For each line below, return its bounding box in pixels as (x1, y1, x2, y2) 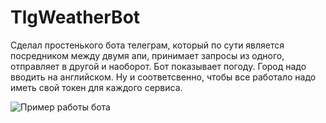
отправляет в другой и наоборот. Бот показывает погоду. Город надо (10, 60, 307, 72)
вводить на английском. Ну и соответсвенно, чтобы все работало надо (10, 71, 317, 83)
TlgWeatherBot (10, 6, 141, 29)
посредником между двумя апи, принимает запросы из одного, (10, 49, 285, 61)
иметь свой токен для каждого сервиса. (10, 81, 183, 93)
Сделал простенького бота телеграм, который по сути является (10, 39, 285, 51)
